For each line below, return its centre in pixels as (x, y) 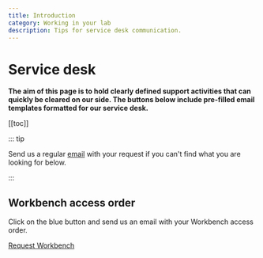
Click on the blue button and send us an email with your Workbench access (131, 222)
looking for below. (38, 162)
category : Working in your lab (60, 23)
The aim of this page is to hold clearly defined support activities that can (130, 91)
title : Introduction (42, 15)
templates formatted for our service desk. (78, 108)
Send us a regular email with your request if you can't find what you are (124, 154)
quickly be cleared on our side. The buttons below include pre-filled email (131, 100)
